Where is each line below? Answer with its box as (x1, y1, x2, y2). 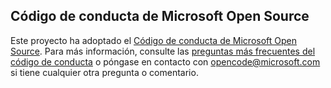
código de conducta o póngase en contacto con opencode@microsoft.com (10, 55, 321, 68)
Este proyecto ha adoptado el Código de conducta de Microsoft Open (10, 34, 297, 46)
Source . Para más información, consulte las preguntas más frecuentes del (10, 45, 316, 57)
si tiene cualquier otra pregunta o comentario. (10, 66, 199, 78)
